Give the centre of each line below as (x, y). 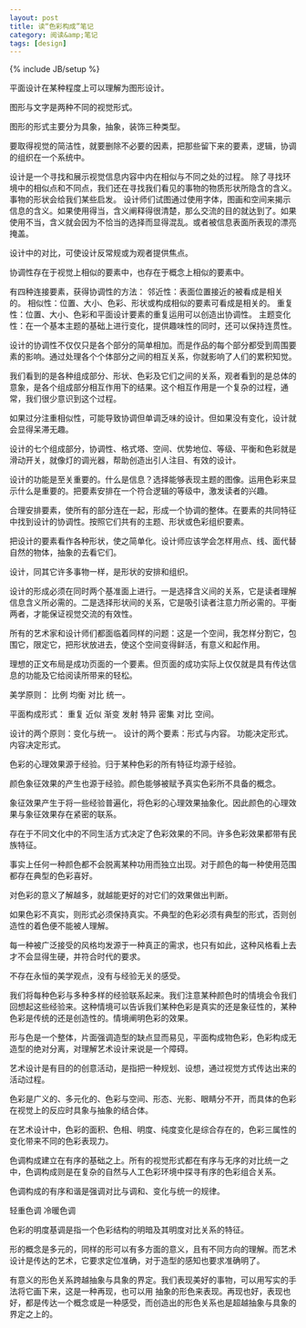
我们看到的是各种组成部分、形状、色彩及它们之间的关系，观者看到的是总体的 (153, 376)
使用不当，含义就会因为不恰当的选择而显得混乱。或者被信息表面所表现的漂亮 (153, 222)
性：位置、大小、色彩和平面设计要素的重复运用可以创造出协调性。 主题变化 (150, 314)
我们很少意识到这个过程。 (73, 399)
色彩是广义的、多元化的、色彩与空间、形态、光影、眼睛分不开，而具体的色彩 (153, 1099)
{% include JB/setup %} (55, 69)
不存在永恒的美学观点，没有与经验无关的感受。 (97, 976)
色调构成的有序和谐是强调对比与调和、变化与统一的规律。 (117, 1191)
